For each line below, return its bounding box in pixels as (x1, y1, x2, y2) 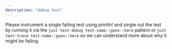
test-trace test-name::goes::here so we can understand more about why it (5, 32, 167, 38)
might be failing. (5, 38, 40, 44)
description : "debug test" (5, 7, 63, 13)
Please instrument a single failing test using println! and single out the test (5, 21, 162, 28)
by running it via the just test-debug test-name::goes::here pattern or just (5, 27, 166, 33)
